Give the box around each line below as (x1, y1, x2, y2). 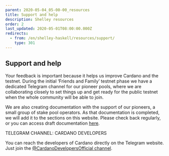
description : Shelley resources (5, 17, 74, 22)
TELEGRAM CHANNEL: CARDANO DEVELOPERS (5, 130, 107, 136)
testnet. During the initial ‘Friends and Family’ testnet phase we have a (5, 78, 152, 84)
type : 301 (14, 41, 36, 46)
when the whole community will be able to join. (5, 94, 104, 100)
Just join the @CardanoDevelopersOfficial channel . (5, 145, 112, 151)
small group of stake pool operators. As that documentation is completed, (5, 109, 160, 115)
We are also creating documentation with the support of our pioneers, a (5, 104, 155, 110)
